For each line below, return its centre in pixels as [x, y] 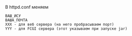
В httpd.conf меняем [27, 7]
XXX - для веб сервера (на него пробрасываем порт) [60, 24]
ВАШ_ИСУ [13, 16]
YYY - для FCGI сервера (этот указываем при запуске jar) [66, 29]
